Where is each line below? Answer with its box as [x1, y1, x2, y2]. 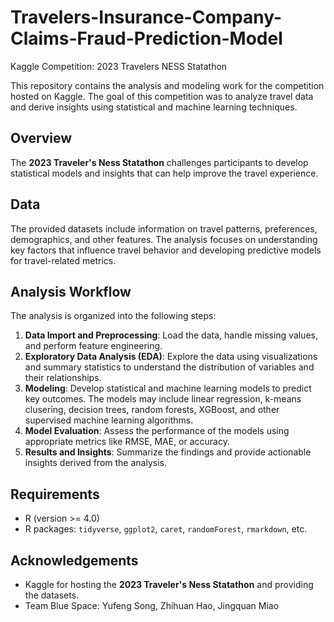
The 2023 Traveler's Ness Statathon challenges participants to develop [10, 156, 309, 168]
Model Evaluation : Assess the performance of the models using [24, 425, 290, 437]
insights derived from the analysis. [24, 457, 167, 469]
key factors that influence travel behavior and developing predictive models [10, 244, 322, 256]
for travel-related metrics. [10, 254, 117, 266]
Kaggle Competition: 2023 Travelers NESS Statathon [10, 60, 228, 72]
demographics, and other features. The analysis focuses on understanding [10, 233, 318, 245]
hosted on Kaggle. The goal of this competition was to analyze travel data [10, 90, 314, 102]
